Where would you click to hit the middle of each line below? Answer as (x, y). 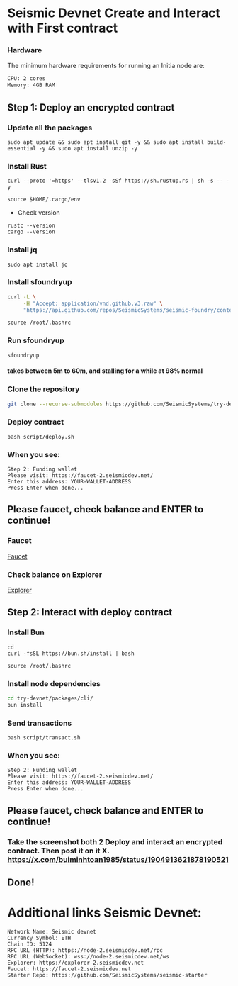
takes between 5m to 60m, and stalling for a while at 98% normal (105, 371)
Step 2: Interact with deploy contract (90, 612)
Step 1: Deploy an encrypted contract (91, 107)
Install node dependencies (54, 683)
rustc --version (31, 226)
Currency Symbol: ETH (39, 938)
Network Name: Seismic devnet (52, 932)
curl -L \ (22, 297)
